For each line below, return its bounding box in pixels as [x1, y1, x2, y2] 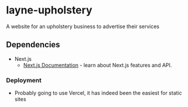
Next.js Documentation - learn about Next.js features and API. [23, 61, 172, 68]
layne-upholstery [6, 4, 92, 17]
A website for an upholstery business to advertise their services [6, 23, 159, 30]
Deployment [6, 76, 42, 84]
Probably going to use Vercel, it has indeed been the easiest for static [14, 89, 182, 96]
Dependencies [6, 40, 60, 50]
